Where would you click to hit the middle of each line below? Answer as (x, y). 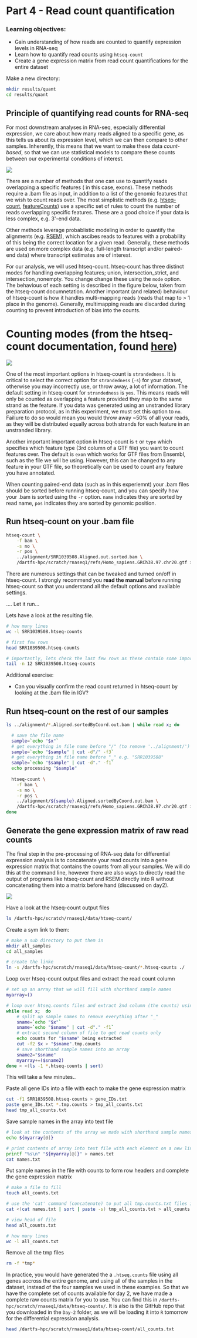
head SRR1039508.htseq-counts (43, 648)
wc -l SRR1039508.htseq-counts (44, 631)
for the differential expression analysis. (53, 1319)
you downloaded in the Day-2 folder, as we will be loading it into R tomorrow (97, 1312)
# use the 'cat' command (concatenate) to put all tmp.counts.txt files (97, 1204)
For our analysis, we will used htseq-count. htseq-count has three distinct (95, 267)
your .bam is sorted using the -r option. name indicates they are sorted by (94, 496)
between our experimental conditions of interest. (65, 159)
